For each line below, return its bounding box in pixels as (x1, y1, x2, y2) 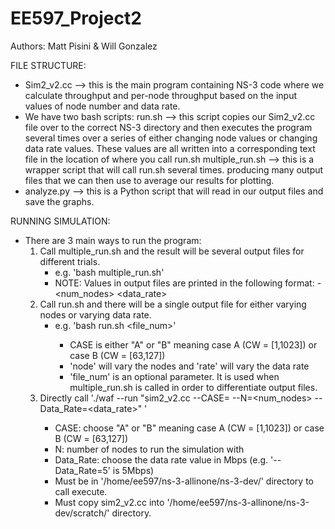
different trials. (39, 255, 101, 267)
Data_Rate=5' (54, 464, 111, 476)
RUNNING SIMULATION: (10, 215, 111, 227)
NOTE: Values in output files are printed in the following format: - (54, 277, 322, 289)
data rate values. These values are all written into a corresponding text (24, 142, 316, 154)
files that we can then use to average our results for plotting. (24, 174, 275, 186)
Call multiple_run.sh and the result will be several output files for (39, 245, 305, 257)
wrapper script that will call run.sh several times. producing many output (24, 163, 324, 176)
